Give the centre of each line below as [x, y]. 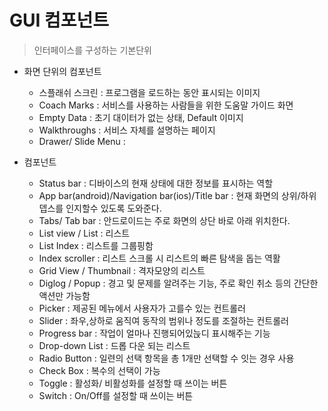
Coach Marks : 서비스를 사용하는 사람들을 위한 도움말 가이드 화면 [166, 105]
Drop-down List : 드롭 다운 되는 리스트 [114, 345]
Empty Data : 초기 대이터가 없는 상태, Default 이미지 [141, 117]
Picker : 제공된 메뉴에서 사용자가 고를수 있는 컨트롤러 [142, 308]
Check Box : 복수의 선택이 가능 [99, 370]
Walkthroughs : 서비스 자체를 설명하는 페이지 [127, 130]
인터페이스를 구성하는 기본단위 [92, 50]
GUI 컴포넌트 [59, 20]
